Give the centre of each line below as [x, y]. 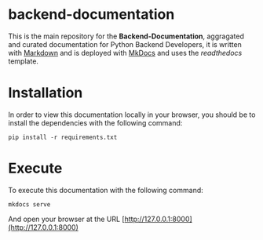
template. [24, 61]
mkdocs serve [29, 204]
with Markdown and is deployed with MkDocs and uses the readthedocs [125, 53]
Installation [46, 93]
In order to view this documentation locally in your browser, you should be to [132, 115]
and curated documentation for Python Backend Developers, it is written [125, 44]
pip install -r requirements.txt [63, 137]
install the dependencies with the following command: [95, 122]
